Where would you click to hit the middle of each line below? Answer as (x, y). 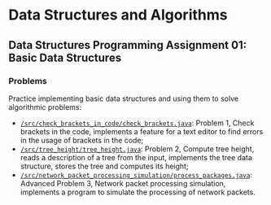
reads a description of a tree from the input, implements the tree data (136, 157)
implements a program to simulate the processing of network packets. (138, 192)
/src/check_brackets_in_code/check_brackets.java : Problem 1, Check (137, 123)
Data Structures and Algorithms (118, 15)
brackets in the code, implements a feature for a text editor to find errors (142, 131)
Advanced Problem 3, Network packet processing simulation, (123, 183)
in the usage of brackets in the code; (82, 140)
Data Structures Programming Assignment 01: (128, 45)
